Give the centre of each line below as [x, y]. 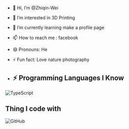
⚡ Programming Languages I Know [68, 78]
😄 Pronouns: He [30, 49]
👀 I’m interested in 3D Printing [44, 18]
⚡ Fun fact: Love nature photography [51, 59]
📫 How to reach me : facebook [45, 38]
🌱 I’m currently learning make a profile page [58, 27]
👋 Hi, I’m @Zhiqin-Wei [35, 8]
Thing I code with [33, 109]
